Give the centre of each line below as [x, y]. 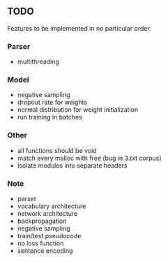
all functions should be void [57, 150]
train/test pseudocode [49, 236]
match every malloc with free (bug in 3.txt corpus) [89, 158]
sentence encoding [45, 250]
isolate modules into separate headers [72, 165]
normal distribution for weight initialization [77, 110]
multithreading [38, 61]
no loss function [40, 243]
